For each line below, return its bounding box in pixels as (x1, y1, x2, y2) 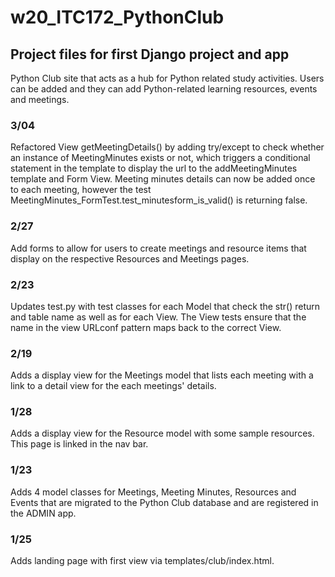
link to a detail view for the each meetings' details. (10, 380, 217, 392)
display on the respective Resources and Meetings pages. (10, 252, 250, 265)
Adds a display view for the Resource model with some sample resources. (10, 427, 315, 440)
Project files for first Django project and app (10, 46, 290, 63)
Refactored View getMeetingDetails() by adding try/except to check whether (10, 141, 325, 153)
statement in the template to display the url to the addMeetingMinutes (10, 162, 298, 175)
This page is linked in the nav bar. (10, 438, 149, 450)
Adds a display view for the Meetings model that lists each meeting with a (10, 369, 314, 381)
